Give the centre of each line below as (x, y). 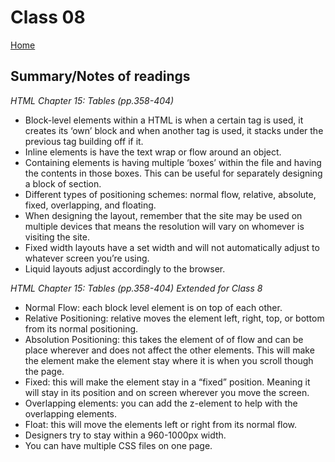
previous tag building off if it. (84, 141)
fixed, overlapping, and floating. (90, 205)
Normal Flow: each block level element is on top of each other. (153, 307)
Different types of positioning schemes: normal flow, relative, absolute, (170, 194)
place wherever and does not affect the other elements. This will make (169, 350)
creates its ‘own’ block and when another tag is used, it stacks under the (174, 130)
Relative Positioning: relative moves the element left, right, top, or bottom (174, 318)
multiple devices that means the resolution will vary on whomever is (164, 226)
